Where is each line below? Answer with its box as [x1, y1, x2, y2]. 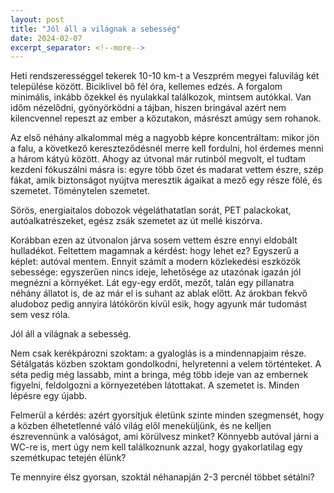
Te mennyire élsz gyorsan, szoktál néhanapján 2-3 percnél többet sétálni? [10, 471, 315, 483]
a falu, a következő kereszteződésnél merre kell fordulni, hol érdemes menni [10, 142, 324, 155]
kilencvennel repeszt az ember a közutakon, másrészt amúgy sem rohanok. [10, 112, 322, 125]
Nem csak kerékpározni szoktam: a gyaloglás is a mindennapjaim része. [10, 347, 307, 360]
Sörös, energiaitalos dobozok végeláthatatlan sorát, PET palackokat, [10, 204, 292, 216]
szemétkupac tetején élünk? [10, 452, 127, 464]
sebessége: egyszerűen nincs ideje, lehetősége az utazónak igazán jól [10, 266, 302, 278]
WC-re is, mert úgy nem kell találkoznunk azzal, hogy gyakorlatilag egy [10, 441, 303, 453]
